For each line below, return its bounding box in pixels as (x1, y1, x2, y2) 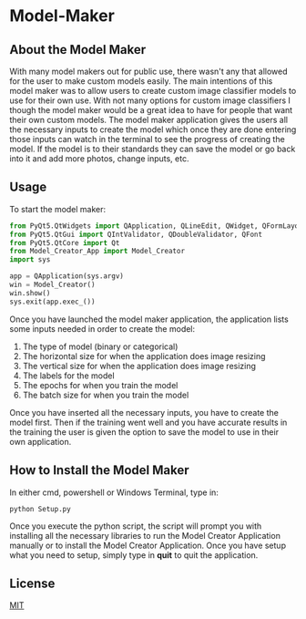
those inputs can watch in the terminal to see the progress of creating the (9, 134, 285, 144)
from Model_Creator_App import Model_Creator (9, 247, 185, 256)
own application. (9, 436, 72, 447)
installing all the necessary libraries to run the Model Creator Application (9, 530, 280, 541)
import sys (9, 255, 51, 264)
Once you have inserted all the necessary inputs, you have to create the (9, 407, 280, 418)
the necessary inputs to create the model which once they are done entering (9, 124, 297, 135)
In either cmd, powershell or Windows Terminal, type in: (9, 487, 219, 498)
